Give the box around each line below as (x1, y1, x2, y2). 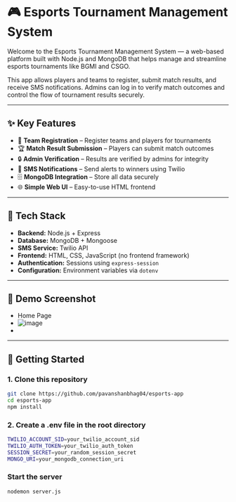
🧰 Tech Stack (7, 210, 66, 222)
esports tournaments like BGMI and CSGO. (7, 62, 131, 70)
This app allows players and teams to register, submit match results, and (7, 75, 216, 84)
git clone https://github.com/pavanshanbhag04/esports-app (7, 390, 184, 397)
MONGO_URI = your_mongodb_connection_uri (7, 456, 124, 463)
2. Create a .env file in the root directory (7, 420, 146, 430)
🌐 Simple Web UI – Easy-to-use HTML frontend (17, 183, 156, 191)
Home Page (17, 312, 52, 320)
